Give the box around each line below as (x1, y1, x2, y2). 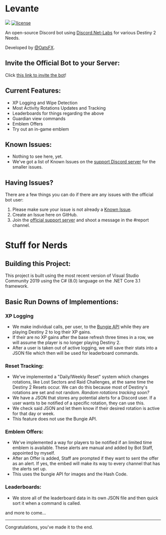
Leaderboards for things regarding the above (12, 110, 104, 116)
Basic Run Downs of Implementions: (5, 297, 119, 306)
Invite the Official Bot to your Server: (5, 59, 120, 67)
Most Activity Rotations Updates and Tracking (12, 105, 106, 111)
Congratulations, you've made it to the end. (5, 524, 93, 530)
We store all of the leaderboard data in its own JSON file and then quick (12, 495, 159, 501)
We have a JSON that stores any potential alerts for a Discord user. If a (12, 395, 156, 401)
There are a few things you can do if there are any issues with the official (5, 192, 154, 198)
